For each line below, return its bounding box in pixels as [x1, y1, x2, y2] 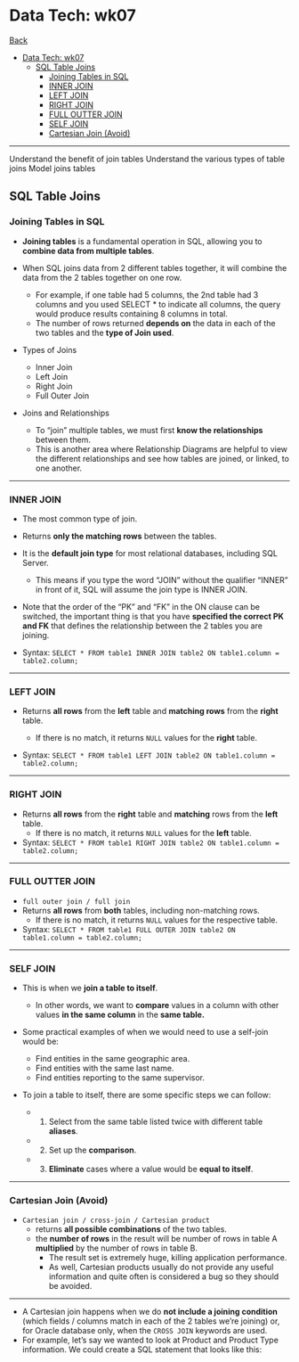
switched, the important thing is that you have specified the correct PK [21, 611, 285, 621]
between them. [35, 434, 92, 445]
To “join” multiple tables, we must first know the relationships [35, 424, 263, 435]
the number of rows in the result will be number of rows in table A [35, 1234, 278, 1244]
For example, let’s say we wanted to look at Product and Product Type [21, 1334, 279, 1346]
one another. [35, 463, 83, 473]
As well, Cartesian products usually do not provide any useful [48, 1262, 274, 1273]
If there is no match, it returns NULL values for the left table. [35, 827, 252, 838]
